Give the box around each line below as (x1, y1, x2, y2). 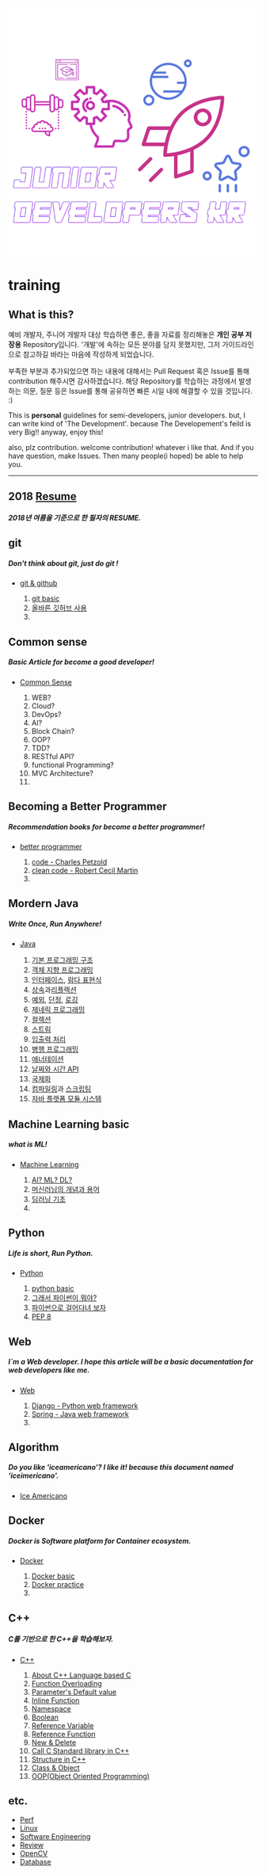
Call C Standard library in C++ (31, 1746, 130, 1755)
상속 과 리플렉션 (31, 985, 77, 994)
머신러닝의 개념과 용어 (31, 1184, 101, 1194)
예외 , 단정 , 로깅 (31, 995, 78, 1005)
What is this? (8, 307, 74, 321)
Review (19, 1841, 44, 1850)
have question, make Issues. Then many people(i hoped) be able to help (8, 451, 244, 460)
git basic (31, 593, 60, 604)
